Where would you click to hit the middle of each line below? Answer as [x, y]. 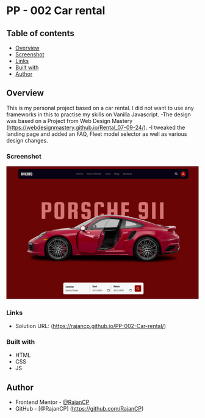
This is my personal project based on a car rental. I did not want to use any [100, 108]
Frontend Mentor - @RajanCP [52, 402]
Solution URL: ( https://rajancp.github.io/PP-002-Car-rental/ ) [91, 326]
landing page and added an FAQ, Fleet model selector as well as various [97, 134]
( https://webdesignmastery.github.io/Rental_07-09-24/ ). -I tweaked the [96, 127]
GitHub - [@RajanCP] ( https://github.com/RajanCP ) [79, 409]
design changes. [27, 140]
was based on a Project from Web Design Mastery [70, 121]
